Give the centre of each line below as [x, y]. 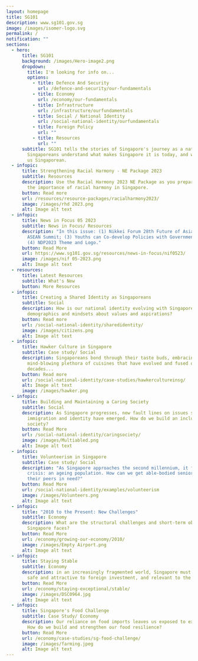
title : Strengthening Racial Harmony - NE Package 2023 [92, 171]
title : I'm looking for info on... [71, 72]
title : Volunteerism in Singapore [64, 457]
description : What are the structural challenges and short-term [103, 523]
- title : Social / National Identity [79, 116]
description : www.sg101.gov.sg [44, 22]
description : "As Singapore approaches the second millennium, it [105, 468]
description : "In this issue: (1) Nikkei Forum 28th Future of [101, 231]
